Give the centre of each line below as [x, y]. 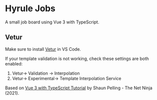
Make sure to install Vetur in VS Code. [43, 49]
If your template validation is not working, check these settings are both [77, 59]
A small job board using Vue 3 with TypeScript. [52, 22]
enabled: [14, 63]
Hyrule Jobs [30, 9]
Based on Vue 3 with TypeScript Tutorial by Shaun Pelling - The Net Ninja [79, 88]
